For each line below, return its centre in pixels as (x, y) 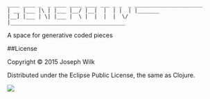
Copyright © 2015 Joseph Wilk (51, 62)
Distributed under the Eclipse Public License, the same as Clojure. (101, 75)
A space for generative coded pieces (60, 35)
